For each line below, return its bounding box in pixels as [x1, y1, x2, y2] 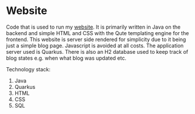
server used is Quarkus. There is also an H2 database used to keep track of [6, 48, 189, 55]
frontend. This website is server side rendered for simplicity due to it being [6, 36, 186, 43]
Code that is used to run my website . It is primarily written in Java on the [6, 23, 181, 30]
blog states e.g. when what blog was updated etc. [6, 54, 127, 61]
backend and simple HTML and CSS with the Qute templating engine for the [6, 29, 189, 36]
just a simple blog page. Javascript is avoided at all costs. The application [6, 42, 184, 49]
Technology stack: [6, 65, 51, 72]
